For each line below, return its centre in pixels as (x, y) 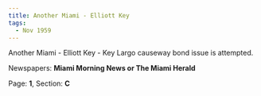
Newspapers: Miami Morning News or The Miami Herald (102, 68)
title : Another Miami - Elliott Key (69, 15)
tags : (17, 23)
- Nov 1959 (33, 30)
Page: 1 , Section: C (39, 83)
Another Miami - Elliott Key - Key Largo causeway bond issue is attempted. (131, 53)
